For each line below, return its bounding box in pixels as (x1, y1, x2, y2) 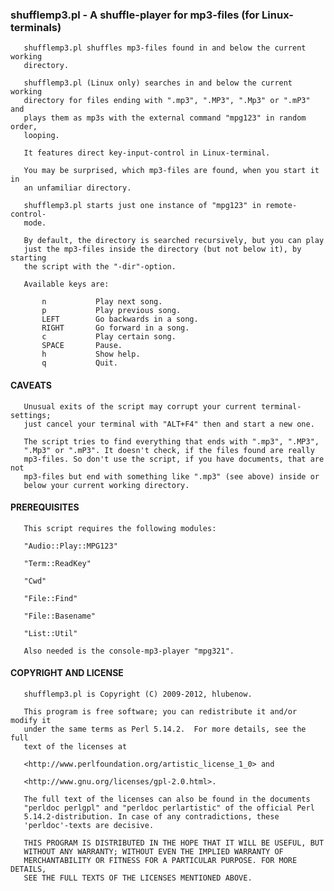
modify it (10, 715, 52, 725)
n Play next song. (41, 297, 163, 307)
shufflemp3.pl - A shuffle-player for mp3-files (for (10, 8, 260, 22)
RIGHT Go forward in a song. (41, 323, 190, 333)
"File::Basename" (23, 611, 97, 621)
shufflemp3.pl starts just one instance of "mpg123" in (23, 201, 262, 211)
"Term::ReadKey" (23, 558, 92, 568)
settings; (10, 410, 52, 420)
